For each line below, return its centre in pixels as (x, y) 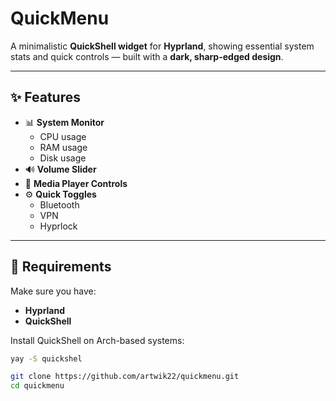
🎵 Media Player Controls (76, 183)
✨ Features (45, 97)
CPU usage (63, 136)
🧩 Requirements (61, 267)
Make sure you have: (53, 291)
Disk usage (63, 158)
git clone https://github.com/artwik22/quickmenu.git (125, 377)
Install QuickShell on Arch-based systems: (97, 340)
